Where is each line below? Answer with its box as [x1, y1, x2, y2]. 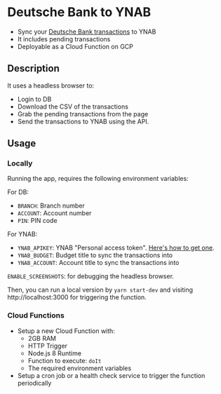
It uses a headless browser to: [7, 81, 95, 90]
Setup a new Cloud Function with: [17, 327, 116, 335]
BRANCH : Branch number [17, 201, 86, 210]
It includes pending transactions [17, 34, 111, 43]
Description [7, 62, 60, 74]
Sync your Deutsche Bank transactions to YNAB [17, 27, 156, 36]
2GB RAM [27, 334, 56, 342]
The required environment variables [27, 364, 132, 372]
